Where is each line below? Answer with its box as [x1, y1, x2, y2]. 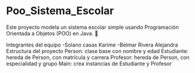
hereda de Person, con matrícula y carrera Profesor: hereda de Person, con [6, 54, 190, 61]
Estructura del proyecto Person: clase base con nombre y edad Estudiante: [6, 47, 188, 54]
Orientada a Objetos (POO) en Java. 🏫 [6, 29, 99, 36]
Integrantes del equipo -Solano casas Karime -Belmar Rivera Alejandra [6, 41, 178, 48]
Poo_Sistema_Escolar [6, 4, 114, 18]
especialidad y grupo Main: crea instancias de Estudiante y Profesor [6, 60, 172, 67]
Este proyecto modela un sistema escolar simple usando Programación [6, 24, 179, 31]
